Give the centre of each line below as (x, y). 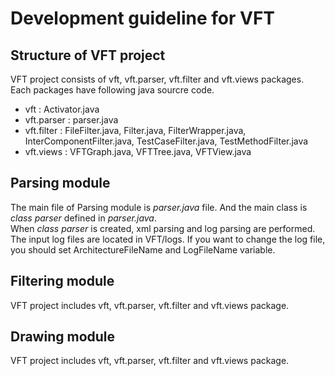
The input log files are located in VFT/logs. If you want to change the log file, (168, 239)
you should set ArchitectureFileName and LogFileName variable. (143, 249)
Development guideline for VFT (143, 18)
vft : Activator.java (62, 109)
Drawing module (63, 337)
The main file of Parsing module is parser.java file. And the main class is (159, 207)
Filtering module (62, 281)
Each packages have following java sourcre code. (112, 90)
